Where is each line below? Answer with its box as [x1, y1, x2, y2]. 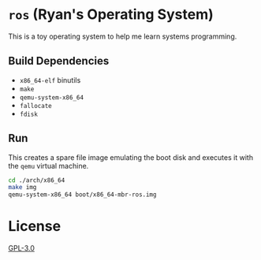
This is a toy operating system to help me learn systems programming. [8, 32, 237, 41]
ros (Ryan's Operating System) [8, 6, 214, 24]
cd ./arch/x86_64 [8, 176, 65, 184]
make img [8, 184, 37, 191]
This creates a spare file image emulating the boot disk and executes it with [8, 152, 254, 162]
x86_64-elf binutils [19, 75, 81, 84]
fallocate [19, 102, 53, 110]
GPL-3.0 [8, 243, 35, 253]
